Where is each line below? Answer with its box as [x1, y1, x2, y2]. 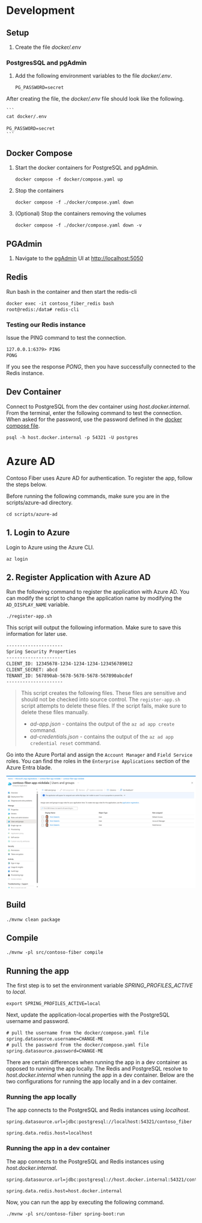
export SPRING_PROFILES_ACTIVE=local [6, 1001, 101, 1007]
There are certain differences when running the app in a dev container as [6, 1059, 188, 1066]
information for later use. [6, 630, 68, 638]
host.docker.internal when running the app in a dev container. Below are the [6, 1071, 194, 1078]
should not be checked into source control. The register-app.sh [20, 696, 180, 703]
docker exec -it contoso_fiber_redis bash [6, 300, 114, 307]
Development [6, 4, 75, 17]
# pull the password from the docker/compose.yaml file [6, 1042, 149, 1048]
